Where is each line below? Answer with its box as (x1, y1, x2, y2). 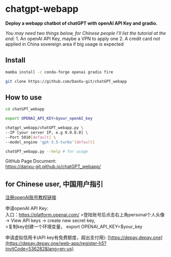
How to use (5, 93, 42, 102)
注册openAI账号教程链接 (5, 194, 56, 200)
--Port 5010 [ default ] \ (5, 135, 56, 140)
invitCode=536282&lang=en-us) (5, 246, 74, 252)
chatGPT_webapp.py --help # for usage (5, 149, 88, 154)
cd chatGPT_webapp (5, 106, 45, 112)
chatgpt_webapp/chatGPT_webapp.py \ (5, 125, 83, 131)
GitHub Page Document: (5, 158, 57, 164)
